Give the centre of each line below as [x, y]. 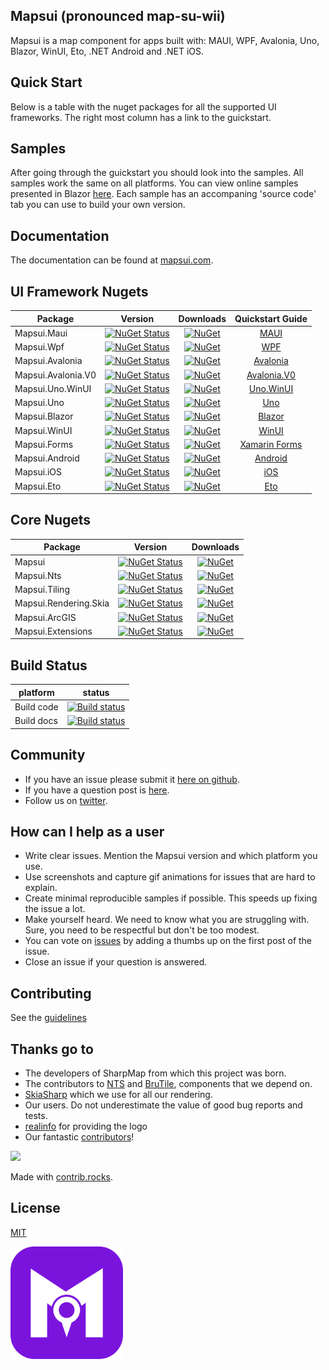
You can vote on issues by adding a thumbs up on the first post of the [168, 941]
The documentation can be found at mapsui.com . [112, 260]
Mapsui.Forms [44, 444]
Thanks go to [52, 1049]
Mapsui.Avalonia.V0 [55, 375]
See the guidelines [48, 1018]
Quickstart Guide [271, 318]
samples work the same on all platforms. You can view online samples [154, 183]
